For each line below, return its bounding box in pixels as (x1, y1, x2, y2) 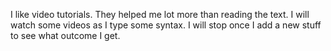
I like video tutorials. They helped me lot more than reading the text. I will (10, 9, 310, 20)
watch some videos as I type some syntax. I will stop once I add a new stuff (10, 19, 322, 31)
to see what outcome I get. (10, 30, 121, 41)
